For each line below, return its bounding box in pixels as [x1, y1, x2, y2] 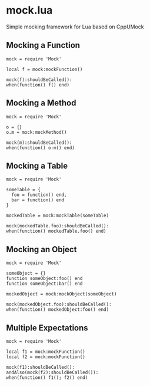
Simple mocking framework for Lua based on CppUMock [6, 23, 144, 30]
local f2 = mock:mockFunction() [6, 354, 85, 360]
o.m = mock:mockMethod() [6, 129, 67, 135]
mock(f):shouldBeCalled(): [6, 76, 72, 83]
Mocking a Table [6, 160, 68, 171]
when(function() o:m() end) [6, 144, 75, 151]
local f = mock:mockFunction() [6, 66, 83, 72]
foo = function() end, [11, 192, 67, 198]
